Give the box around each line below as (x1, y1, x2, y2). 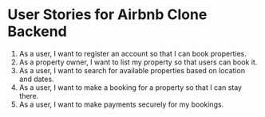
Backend (7, 22, 67, 41)
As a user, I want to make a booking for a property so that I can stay (18, 82, 243, 92)
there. (18, 91, 39, 100)
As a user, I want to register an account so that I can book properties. (18, 49, 247, 58)
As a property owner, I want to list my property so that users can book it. (18, 57, 258, 67)
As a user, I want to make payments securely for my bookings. (18, 99, 224, 109)
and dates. (18, 74, 54, 84)
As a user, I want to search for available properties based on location (18, 65, 245, 75)
